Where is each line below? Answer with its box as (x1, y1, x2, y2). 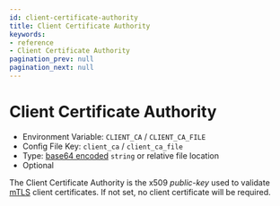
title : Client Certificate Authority (9, 21, 151, 30)
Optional (22, 159, 54, 170)
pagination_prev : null (9, 55, 94, 64)
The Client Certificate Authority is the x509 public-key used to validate (9, 176, 271, 188)
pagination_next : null (9, 64, 94, 73)
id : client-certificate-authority (9, 13, 139, 22)
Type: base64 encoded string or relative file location (22, 150, 220, 161)
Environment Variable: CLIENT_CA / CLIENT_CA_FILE (22, 131, 206, 142)
